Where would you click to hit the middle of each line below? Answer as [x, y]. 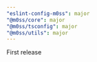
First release [24, 52]
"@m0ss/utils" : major [37, 33]
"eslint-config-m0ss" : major [48, 13]
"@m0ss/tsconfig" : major [42, 26]
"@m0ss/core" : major [36, 20]
